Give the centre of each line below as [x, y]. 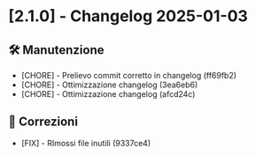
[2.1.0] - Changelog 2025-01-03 [128, 16]
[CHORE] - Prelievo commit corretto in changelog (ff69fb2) [128, 75]
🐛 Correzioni [43, 122]
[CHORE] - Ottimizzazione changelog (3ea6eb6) [109, 85]
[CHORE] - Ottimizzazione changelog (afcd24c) [108, 94]
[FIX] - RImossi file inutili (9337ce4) [86, 143]
